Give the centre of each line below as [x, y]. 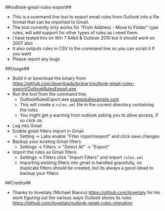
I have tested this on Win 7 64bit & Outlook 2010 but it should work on [83, 38]
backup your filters [39, 173]
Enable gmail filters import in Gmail [48, 131]
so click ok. [31, 120]
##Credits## [18, 183]
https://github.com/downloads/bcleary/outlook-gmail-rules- [73, 83]
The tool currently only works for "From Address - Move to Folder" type [85, 27]
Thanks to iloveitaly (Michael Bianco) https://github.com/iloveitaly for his [86, 192]
